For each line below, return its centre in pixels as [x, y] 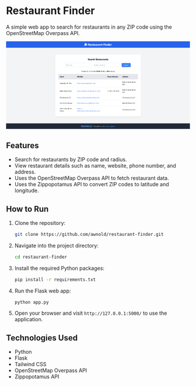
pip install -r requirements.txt [55, 279]
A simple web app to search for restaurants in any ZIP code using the [89, 27]
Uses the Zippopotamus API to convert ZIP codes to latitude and [92, 185]
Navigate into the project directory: [57, 245]
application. [29, 319]
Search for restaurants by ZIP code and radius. [71, 159]
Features [22, 145]
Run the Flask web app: [43, 291]
